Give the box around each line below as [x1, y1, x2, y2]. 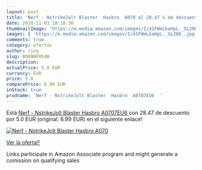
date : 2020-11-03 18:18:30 [6, 20, 74, 26]
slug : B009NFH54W [6, 53, 50, 59]
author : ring [6, 48, 39, 54]
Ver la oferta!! [6, 139, 40, 146]
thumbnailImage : [6, 25, 47, 32]
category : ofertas [6, 43, 52, 49]
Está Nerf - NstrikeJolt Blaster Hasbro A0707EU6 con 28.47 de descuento [6, 109, 190, 116]
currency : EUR [6, 70, 42, 76]
